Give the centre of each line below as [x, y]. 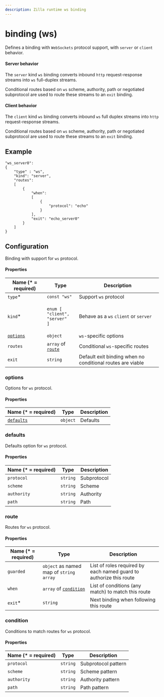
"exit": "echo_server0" [55, 219]
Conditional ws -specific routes [114, 346]
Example [19, 152]
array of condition [64, 589]
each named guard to [114, 572]
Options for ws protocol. [29, 388]
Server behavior [22, 64]
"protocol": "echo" [69, 206]
